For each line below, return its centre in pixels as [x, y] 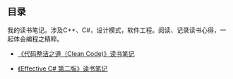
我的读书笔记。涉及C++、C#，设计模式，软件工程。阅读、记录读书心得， [114, 30]
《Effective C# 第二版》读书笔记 [62, 69]
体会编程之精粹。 [38, 38]
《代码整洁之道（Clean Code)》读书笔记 [76, 53]
